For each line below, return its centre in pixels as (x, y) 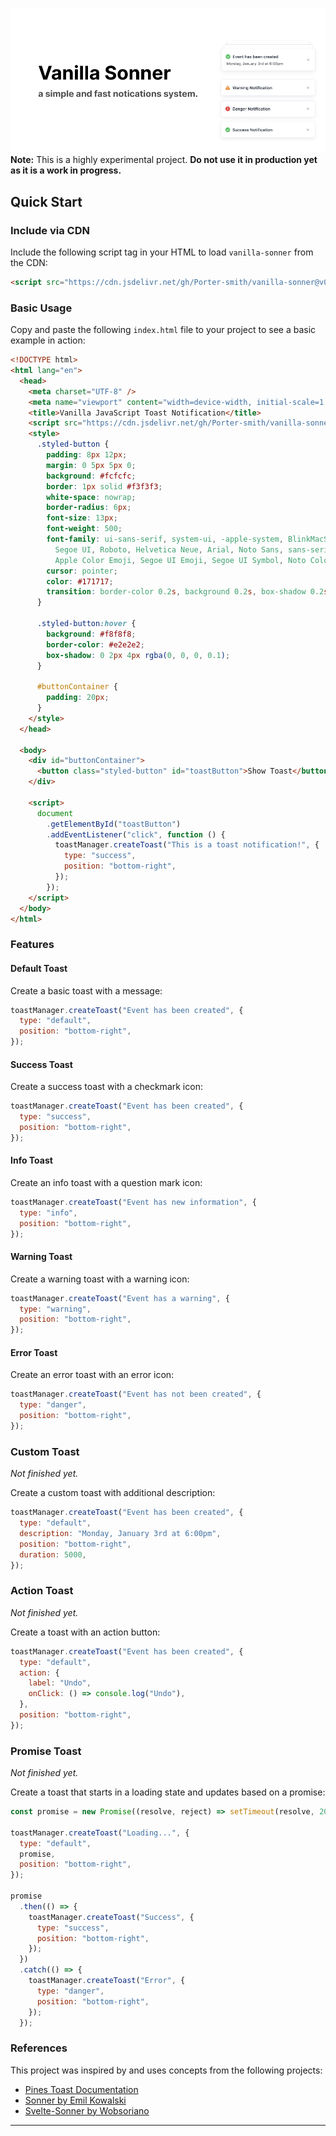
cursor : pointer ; (82, 571)
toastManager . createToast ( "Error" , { (107, 1981)
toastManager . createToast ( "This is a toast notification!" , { (187, 845)
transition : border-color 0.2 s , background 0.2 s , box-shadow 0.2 (185, 592)
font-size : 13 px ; (82, 518)
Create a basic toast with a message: (86, 990)
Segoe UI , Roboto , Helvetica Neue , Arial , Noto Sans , (169, 549)
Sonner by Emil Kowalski (75, 2100)
